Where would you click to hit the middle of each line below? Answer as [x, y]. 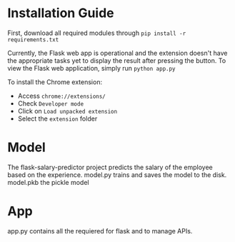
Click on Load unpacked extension [67, 111]
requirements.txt [33, 40]
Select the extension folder [57, 119]
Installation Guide [61, 13]
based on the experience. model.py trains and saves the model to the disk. [117, 175]
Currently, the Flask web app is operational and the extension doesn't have [117, 53]
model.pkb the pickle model [48, 182]
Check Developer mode [51, 103]
